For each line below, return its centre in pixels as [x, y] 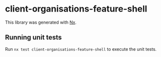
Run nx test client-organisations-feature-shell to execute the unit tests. [81, 49]
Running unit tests [33, 37]
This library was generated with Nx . [41, 22]
